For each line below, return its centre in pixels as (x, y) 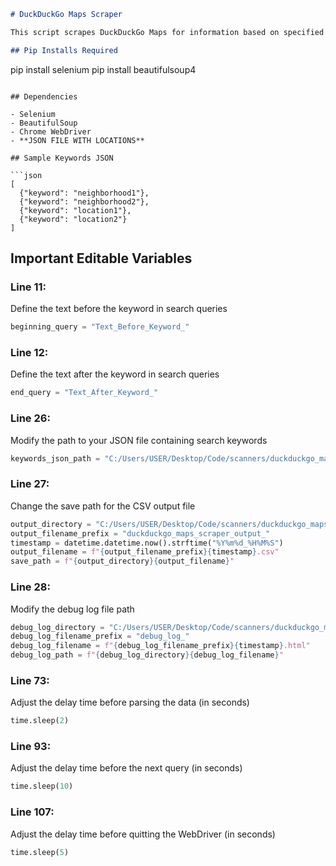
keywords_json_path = (55, 458)
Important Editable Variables (101, 258)
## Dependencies (44, 96)
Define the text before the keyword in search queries (119, 309)
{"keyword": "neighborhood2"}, (84, 201)
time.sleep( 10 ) (42, 786)
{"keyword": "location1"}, (75, 210)
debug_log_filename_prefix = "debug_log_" (100, 636)
